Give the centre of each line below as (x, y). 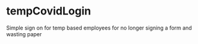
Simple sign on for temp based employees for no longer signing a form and (99, 28)
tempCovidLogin (49, 11)
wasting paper (24, 34)
